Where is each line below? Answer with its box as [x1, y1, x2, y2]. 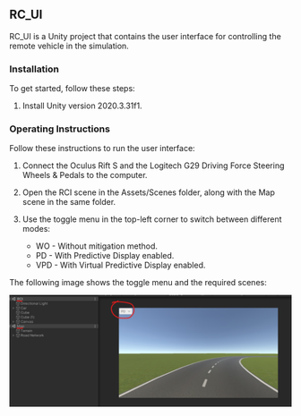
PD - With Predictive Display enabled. [35, 250, 175, 261]
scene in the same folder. [21, 197, 116, 208]
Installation [9, 63, 60, 75]
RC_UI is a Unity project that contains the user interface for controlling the [9, 30, 282, 41]
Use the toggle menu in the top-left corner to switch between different [21, 214, 282, 225]
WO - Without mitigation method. [35, 241, 159, 251]
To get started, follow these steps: [9, 83, 136, 94]
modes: [21, 224, 51, 234]
